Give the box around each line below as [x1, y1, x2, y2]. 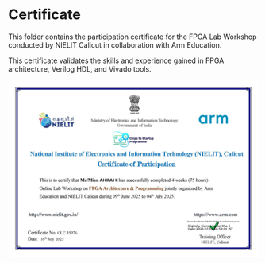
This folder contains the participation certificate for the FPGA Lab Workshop [8, 32, 257, 41]
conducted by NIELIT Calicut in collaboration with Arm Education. [8, 40, 222, 49]
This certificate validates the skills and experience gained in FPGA [8, 56, 225, 65]
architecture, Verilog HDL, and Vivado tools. [8, 64, 152, 73]
